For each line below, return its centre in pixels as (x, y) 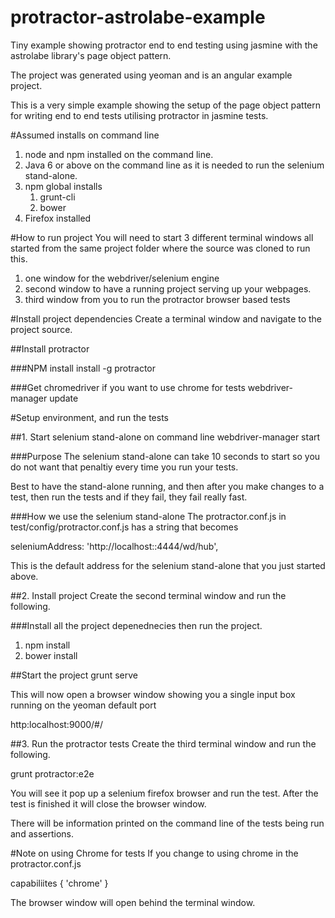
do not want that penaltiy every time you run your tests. (124, 467)
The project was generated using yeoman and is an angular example (151, 75)
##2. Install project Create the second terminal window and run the (148, 595)
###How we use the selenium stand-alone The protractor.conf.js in (148, 516)
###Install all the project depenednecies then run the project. (136, 625)
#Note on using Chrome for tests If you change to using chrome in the (154, 853)
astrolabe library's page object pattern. (91, 55)
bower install (51, 655)
